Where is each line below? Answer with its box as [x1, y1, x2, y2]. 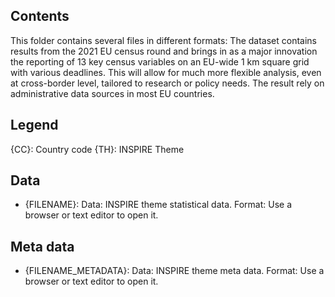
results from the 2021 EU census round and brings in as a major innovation [10, 45, 318, 57]
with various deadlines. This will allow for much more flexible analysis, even [10, 66, 322, 78]
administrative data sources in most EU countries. [10, 87, 215, 99]
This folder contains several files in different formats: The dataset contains [10, 34, 317, 46]
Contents [10, 8, 70, 25]
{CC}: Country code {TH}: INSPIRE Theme [10, 143, 185, 155]
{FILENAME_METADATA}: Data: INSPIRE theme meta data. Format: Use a [24, 265, 325, 277]
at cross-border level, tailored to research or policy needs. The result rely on [10, 77, 325, 89]
